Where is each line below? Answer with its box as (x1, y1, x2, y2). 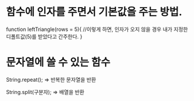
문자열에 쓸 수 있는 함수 (6, 56, 111, 69)
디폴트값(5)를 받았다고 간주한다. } (6, 33, 83, 40)
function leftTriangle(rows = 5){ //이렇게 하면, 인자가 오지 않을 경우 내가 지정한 (6, 26, 188, 33)
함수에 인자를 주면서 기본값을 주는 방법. (6, 5, 183, 19)
